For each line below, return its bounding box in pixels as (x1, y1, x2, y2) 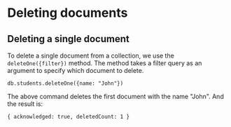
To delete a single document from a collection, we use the (7, 51, 175, 60)
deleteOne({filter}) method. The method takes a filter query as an (7, 59, 202, 67)
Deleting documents (7, 5, 128, 21)
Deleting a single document (7, 33, 129, 45)
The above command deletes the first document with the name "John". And (7, 93, 224, 100)
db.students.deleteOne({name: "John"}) (7, 80, 124, 87)
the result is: (7, 100, 43, 108)
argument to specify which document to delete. (7, 67, 144, 74)
